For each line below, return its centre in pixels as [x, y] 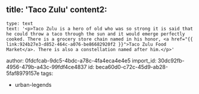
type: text [20, 23]
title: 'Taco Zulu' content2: [57, 10]
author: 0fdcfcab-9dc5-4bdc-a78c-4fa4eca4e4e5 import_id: [81, 60]
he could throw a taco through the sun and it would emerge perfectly [96, 34]
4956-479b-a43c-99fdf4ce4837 [47, 67]
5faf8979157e [23, 73]
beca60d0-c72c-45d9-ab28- [132, 67]
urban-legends [33, 84]
